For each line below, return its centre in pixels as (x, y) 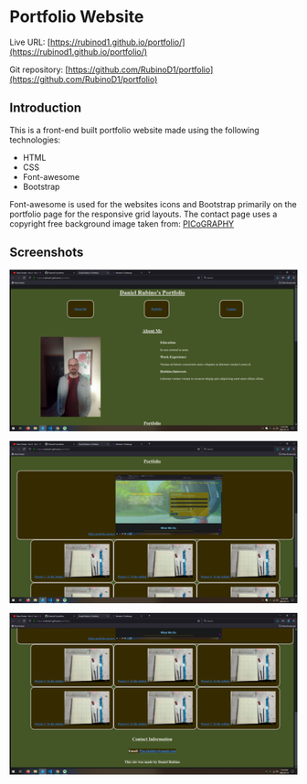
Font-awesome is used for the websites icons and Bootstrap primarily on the (153, 204)
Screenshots (47, 253)
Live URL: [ (30, 42)
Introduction (46, 108)
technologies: (35, 140)
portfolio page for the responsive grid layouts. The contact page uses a (143, 214)
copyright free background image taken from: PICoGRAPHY (122, 223)
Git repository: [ (39, 69)
